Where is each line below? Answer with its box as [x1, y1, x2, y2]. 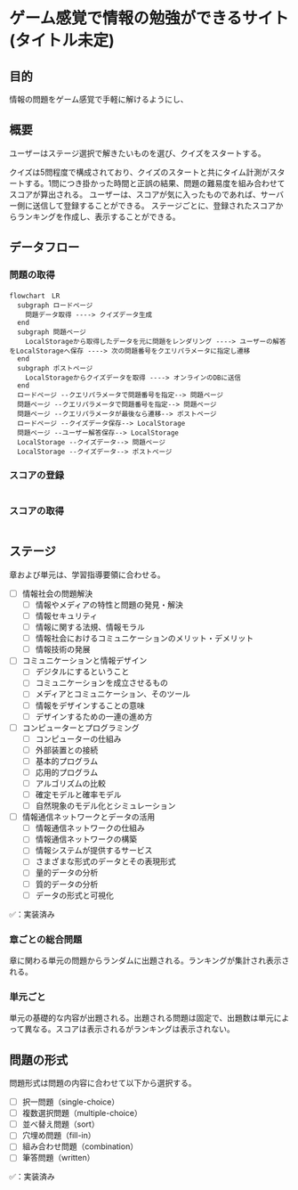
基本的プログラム [35, 755, 99, 766]
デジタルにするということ [35, 666, 130, 677]
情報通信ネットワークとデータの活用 [21, 811, 156, 822]
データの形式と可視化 [35, 890, 114, 901]
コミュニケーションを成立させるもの [35, 678, 169, 689]
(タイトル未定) [9, 30, 116, 51]
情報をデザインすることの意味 [35, 700, 145, 711]
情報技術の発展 [35, 644, 91, 655]
